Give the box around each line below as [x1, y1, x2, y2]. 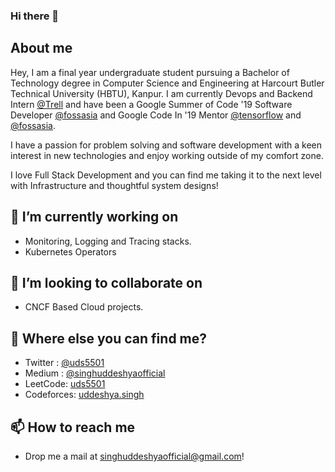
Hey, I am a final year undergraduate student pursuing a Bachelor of [10, 66, 290, 78]
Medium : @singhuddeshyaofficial [24, 367, 166, 379]
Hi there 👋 [10, 9, 60, 23]
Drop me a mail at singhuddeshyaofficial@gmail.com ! [24, 450, 245, 462]
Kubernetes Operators [24, 245, 117, 258]
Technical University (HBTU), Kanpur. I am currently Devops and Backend [10, 87, 313, 99]
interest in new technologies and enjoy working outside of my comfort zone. [10, 149, 324, 161]
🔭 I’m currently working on [10, 209, 179, 226]
